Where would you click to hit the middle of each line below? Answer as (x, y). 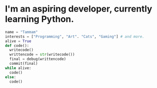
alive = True (18, 41)
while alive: (18, 68)
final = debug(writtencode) (38, 59)
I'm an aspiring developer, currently (78, 9)
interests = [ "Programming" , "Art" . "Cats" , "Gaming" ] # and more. (75, 37)
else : (10, 77)
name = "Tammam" (21, 32)
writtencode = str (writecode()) (42, 55)
